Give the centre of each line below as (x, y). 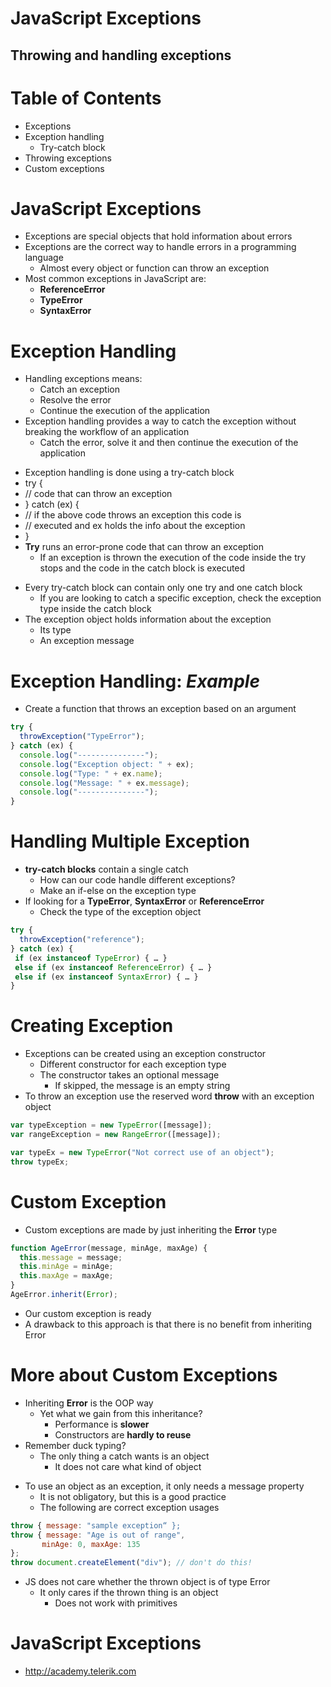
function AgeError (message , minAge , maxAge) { (109, 1248)
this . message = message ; (71, 1257)
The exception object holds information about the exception (148, 619)
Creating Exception (92, 1026)
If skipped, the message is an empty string (142, 1086)
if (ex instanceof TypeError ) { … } (91, 958)
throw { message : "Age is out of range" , (98, 1535)
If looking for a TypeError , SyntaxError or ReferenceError (144, 901)
